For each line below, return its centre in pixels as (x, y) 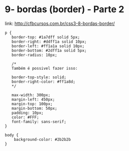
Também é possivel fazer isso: (45, 68)
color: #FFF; (25, 117)
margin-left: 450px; (33, 99)
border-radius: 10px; (34, 55)
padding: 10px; (27, 113)
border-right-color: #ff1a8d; (43, 82)
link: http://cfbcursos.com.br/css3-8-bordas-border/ (60, 23)
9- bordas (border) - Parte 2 (64, 9)
